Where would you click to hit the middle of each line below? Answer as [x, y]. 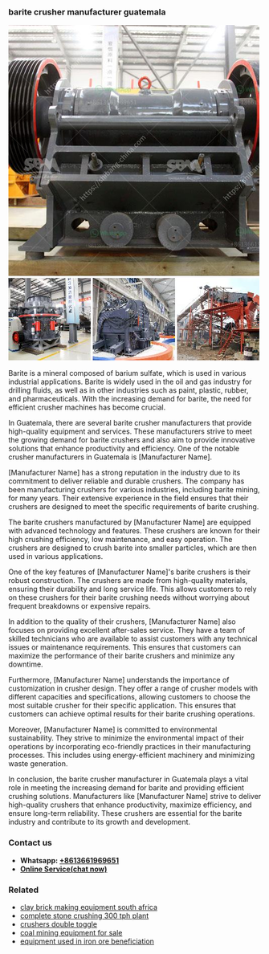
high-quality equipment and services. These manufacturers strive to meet [130, 431]
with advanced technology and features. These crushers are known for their [134, 531]
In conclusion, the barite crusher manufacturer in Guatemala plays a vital [128, 779]
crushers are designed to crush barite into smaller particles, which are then [132, 548]
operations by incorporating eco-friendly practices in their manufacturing [130, 747]
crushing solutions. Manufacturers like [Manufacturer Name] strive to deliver [135, 797]
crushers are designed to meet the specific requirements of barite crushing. [134, 507]
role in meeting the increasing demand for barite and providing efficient [126, 788]
